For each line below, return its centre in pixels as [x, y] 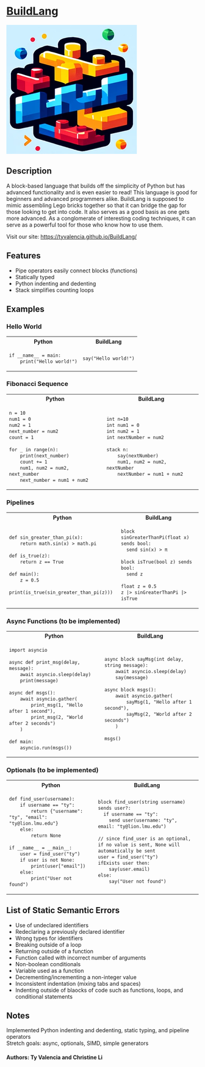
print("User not [51, 879]
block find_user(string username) [142, 802]
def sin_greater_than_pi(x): [46, 538]
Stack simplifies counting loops [55, 290]
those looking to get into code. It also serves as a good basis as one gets [98, 211]
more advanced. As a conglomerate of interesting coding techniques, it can [101, 218]
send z [135, 574]
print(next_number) [45, 456]
